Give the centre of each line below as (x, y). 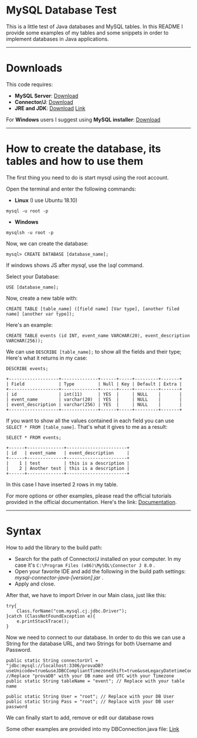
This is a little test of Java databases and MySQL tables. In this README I (94, 26)
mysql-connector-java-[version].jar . (59, 577)
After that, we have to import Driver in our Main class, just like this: (86, 595)
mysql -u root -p (27, 211)
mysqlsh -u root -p (30, 232)
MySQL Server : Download (46, 96)
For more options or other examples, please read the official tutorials (89, 496)
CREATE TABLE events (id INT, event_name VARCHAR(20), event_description (98, 336)
